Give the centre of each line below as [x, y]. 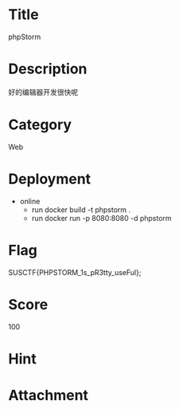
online [30, 201]
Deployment [50, 179]
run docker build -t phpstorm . [81, 210]
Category [40, 125]
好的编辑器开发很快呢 [43, 92]
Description [48, 69]
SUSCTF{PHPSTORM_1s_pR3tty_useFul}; [75, 272]
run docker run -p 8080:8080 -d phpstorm [102, 218]
